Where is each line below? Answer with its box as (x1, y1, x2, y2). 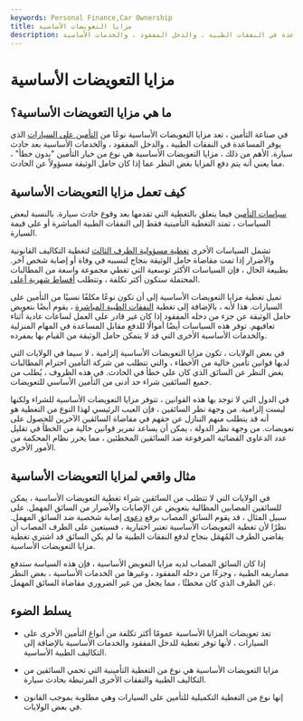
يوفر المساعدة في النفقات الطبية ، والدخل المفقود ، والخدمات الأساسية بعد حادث (10, 139, 282, 149)
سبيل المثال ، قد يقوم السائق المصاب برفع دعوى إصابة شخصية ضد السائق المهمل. (10, 512, 288, 522)
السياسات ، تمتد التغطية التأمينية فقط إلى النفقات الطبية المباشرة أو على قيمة (10, 218, 271, 229)
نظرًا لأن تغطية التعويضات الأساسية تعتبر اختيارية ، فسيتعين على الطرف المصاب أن (10, 522, 288, 532)
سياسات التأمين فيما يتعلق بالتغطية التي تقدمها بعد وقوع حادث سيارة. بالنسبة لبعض (10, 208, 288, 219)
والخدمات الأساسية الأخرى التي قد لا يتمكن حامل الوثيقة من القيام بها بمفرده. (10, 330, 268, 341)
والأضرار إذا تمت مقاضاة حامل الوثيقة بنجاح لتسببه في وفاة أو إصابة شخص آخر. (10, 255, 275, 265)
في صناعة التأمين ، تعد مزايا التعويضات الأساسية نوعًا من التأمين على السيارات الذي (10, 129, 289, 140)
